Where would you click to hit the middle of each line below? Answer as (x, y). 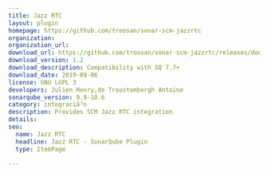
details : (23, 120)
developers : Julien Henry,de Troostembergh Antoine (96, 90)
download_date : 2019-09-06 (53, 75)
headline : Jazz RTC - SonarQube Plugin (82, 142)
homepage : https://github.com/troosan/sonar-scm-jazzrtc (105, 30)
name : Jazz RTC (41, 134)
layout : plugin (33, 23)
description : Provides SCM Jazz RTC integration (91, 112)
